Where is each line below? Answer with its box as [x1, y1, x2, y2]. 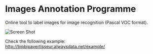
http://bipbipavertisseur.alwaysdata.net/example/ [5, 43, 105, 49]
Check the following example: [5, 38, 66, 44]
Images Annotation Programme [5, 3, 136, 15]
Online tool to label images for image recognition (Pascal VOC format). [5, 19, 148, 25]
